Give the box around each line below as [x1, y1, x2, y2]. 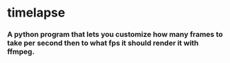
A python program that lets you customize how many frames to [7, 30, 223, 39]
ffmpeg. [7, 47, 35, 57]
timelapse [7, 5, 66, 21]
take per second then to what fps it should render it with [7, 38, 199, 48]
